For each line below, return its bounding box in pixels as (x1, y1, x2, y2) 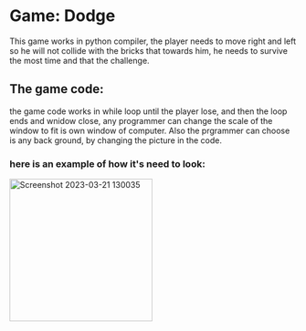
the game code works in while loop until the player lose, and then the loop (9, 106, 288, 117)
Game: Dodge (9, 5, 116, 26)
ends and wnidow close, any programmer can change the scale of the (9, 115, 273, 126)
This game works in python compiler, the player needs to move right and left (9, 36, 297, 47)
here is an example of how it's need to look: (9, 157, 206, 170)
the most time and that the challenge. (9, 55, 150, 66)
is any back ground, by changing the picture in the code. (9, 134, 222, 146)
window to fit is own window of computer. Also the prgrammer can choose (9, 125, 290, 136)
